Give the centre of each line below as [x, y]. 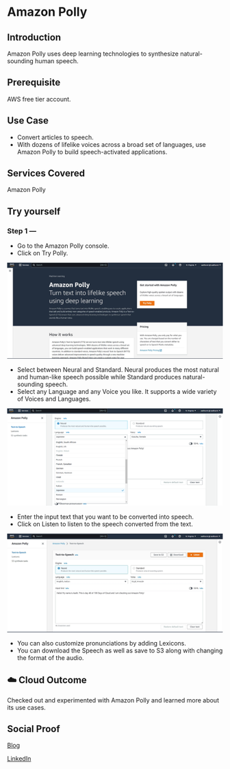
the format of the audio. [50, 658]
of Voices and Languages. [54, 399]
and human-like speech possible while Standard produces [99, 377]
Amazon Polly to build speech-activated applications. [92, 152]
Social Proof [34, 729]
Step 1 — [22, 230]
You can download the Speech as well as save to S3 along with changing [120, 650]
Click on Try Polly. [42, 253]
